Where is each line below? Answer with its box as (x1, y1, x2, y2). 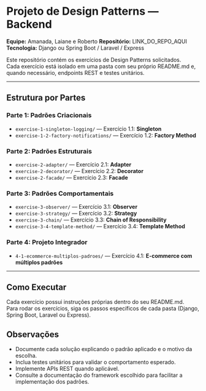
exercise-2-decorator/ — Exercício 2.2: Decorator (15, 167, 144, 174)
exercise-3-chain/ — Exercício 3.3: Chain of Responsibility (15, 216, 167, 223)
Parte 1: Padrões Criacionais (6, 111, 92, 120)
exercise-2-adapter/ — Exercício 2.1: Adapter (15, 161, 132, 168)
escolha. (15, 352, 37, 360)
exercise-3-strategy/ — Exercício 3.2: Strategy (15, 210, 137, 217)
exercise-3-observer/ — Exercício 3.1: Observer (15, 203, 138, 211)
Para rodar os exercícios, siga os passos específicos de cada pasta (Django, (6, 305, 199, 312)
